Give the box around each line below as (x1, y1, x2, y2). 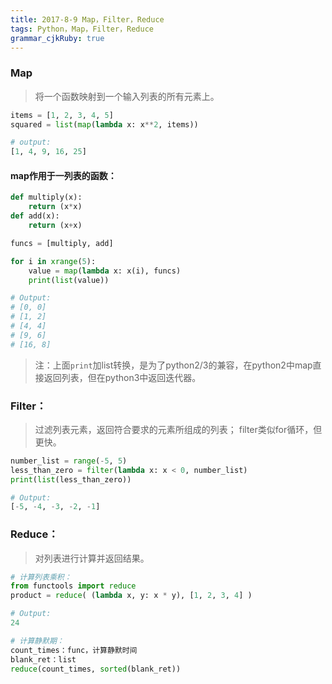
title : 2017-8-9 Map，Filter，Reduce (10, 14, 165, 25)
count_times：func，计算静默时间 (10, 645, 138, 655)
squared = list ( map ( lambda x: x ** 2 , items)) (10, 119, 199, 130)
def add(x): (10, 211, 60, 221)
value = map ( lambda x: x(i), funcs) (28, 266, 182, 276)
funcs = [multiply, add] (10, 238, 114, 248)
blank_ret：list (10, 654, 77, 665)
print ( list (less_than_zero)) (10, 474, 132, 485)
